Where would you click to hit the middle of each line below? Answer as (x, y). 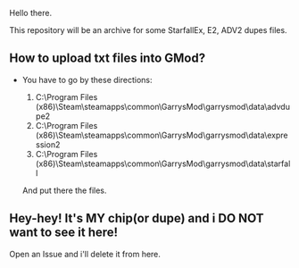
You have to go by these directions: (87, 80)
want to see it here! (64, 233)
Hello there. (30, 13)
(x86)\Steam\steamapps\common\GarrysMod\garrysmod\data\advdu (162, 106)
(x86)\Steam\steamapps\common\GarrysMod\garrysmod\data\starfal (163, 163)
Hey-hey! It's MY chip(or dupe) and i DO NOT (137, 218)
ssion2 (48, 144)
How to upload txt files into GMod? (108, 59)
